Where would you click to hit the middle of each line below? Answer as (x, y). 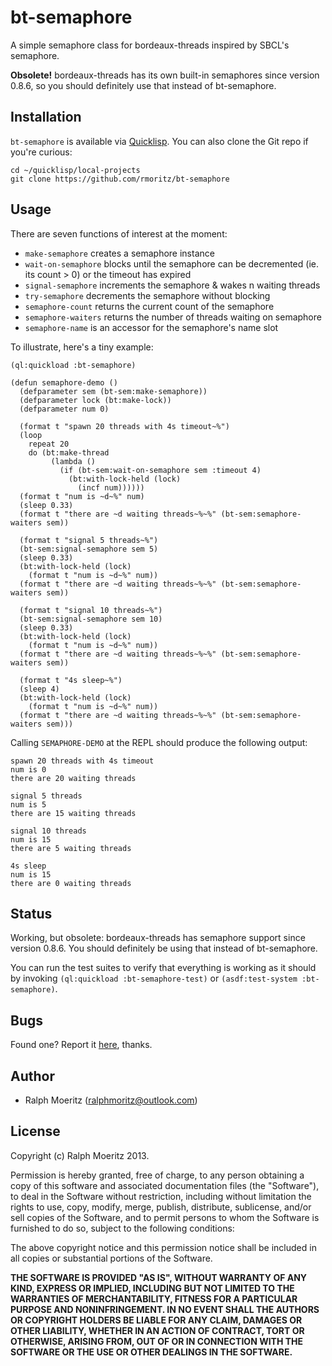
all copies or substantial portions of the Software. (111, 1258)
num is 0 (28, 769)
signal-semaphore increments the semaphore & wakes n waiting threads (172, 285)
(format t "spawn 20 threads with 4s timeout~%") (124, 426)
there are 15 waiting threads (73, 813)
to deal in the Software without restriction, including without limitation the (161, 1196)
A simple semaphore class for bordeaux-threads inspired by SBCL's (150, 45)
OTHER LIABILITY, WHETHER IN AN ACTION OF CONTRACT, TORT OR (157, 1330)
